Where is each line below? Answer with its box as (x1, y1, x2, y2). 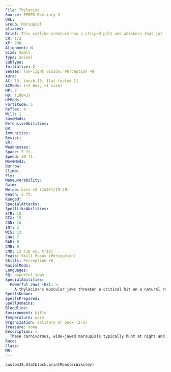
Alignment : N (5, 45, 33, 50)
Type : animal (5, 54, 33, 60)
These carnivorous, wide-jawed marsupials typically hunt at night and (10, 334, 165, 339)
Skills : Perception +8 (5, 258, 53, 264)
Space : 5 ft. (5, 150, 33, 155)
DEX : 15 (5, 216, 22, 221)
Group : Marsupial (5, 21, 42, 27)
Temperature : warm (5, 315, 44, 320)
